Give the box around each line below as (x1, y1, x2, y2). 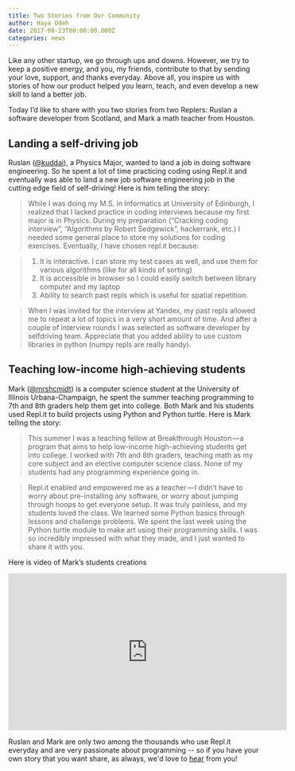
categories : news (8, 33, 66, 42)
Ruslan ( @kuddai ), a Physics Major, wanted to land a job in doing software (8, 158, 251, 167)
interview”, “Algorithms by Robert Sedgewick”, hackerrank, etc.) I (27, 224, 241, 234)
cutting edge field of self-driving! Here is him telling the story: (8, 183, 211, 193)
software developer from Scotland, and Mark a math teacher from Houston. (8, 113, 256, 124)
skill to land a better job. (8, 89, 87, 100)
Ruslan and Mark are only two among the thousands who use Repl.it (8, 737, 231, 746)
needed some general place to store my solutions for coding (27, 233, 226, 242)
